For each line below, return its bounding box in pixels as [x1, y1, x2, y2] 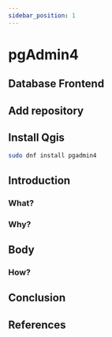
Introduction [8, 173, 71, 187]
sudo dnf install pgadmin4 [8, 152, 97, 160]
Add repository [8, 104, 84, 117]
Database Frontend [8, 77, 105, 91]
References [8, 318, 66, 331]
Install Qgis [8, 131, 65, 144]
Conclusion [8, 291, 66, 305]
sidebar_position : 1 [8, 11, 77, 20]
